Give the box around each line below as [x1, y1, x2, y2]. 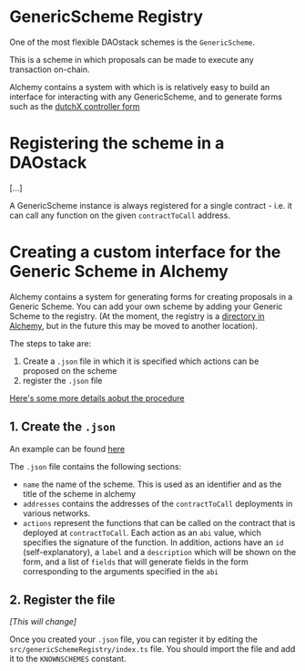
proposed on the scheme [22, 365, 117, 376]
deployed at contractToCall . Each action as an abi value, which [22, 527, 261, 538]
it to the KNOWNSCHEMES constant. [9, 654, 127, 665]
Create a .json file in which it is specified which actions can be [22, 356, 259, 366]
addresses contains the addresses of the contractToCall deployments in [22, 498, 293, 509]
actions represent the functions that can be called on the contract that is [22, 517, 296, 528]
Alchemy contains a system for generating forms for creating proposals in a [9, 291, 293, 302]
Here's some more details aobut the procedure [9, 392, 185, 403]
